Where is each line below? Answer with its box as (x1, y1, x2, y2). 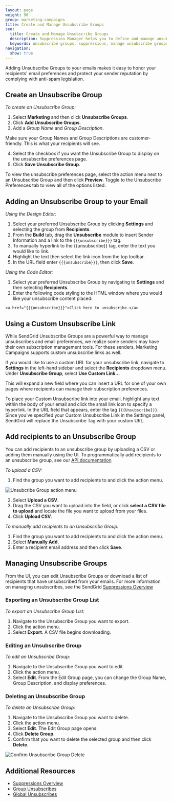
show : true (10, 50, 33, 56)
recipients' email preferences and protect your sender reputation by (5, 70, 148, 76)
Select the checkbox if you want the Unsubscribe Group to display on (12, 150, 160, 157)
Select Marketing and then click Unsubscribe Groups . (12, 114, 128, 120)
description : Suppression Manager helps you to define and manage (10, 37, 155, 42)
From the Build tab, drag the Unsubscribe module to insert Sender (12, 232, 154, 238)
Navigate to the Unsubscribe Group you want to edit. (12, 664, 124, 670)
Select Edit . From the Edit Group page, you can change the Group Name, (12, 674, 166, 681)
